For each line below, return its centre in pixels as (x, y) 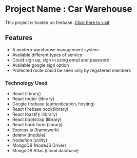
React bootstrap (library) (37, 119)
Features (19, 38)
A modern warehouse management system (55, 49)
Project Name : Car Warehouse (69, 9)
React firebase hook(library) (40, 109)
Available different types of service (47, 55)
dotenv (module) (29, 135)
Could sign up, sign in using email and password (61, 60)
